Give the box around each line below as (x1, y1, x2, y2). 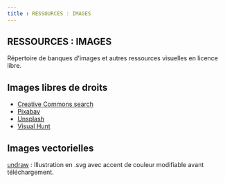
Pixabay (17, 107, 40, 116)
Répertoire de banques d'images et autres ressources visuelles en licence (7, 54, 218, 62)
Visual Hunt (17, 122, 51, 130)
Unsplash (17, 115, 45, 123)
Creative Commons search (17, 100, 93, 108)
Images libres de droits (7, 81, 108, 94)
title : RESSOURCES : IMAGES (7, 10, 91, 17)
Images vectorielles (7, 142, 94, 154)
